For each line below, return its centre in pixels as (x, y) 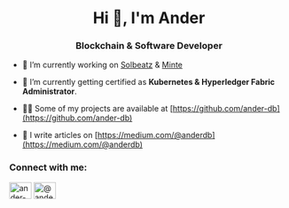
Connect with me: (48, 167)
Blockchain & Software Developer (149, 46)
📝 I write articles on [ (60, 135)
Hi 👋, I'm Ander (149, 18)
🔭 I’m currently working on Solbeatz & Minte (102, 65)
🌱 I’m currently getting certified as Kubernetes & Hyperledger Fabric (148, 82)
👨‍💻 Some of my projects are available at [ (98, 109)
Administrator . (49, 91)
